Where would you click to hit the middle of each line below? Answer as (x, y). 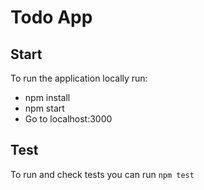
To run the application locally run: (79, 78)
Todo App (51, 17)
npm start (44, 108)
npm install (47, 97)
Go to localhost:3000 (68, 119)
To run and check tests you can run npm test (102, 174)
